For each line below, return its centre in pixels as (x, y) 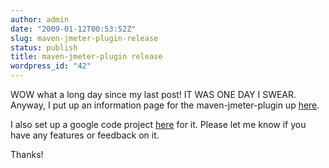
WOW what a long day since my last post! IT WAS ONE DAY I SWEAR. (153, 94)
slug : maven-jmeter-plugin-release (84, 38)
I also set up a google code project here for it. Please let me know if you (158, 124)
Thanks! (27, 154)
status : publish (44, 47)
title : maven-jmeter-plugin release (86, 57)
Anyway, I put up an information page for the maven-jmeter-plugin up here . (165, 105)
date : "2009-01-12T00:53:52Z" (73, 29)
